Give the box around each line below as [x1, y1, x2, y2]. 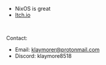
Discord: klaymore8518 [14, 52, 72, 59]
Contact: [6, 35, 28, 41]
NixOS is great [14, 5, 51, 12]
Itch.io [14, 11, 31, 18]
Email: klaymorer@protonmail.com [14, 46, 100, 53]
